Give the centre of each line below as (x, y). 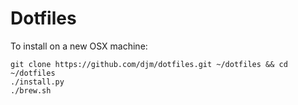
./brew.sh (31, 90)
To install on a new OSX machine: (79, 46)
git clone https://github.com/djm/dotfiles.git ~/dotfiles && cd (149, 64)
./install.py (37, 82)
